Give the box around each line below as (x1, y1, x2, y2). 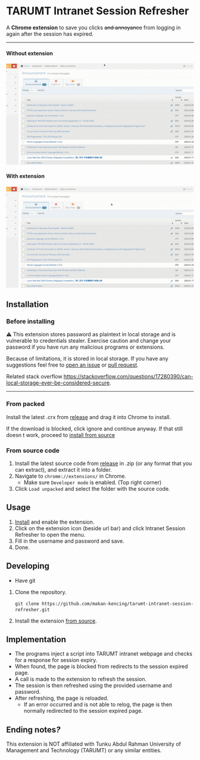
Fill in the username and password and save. (14, 537, 125, 544)
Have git (14, 577, 36, 584)
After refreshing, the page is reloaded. (14, 694, 109, 702)
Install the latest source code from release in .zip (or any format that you (14, 460, 192, 467)
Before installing (6, 318, 55, 326)
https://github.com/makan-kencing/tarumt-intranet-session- (41, 601, 194, 607)
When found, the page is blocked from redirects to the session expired (14, 663, 189, 670)
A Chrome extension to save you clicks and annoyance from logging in (6, 24, 181, 31)
